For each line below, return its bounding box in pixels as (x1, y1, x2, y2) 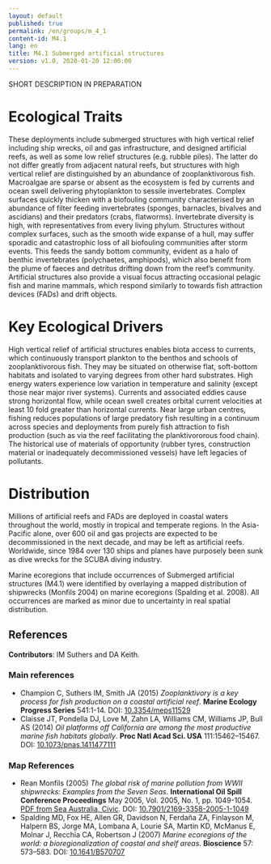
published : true (8, 19, 63, 28)
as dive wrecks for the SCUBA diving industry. (8, 554, 163, 564)
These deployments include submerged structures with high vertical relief (8, 134, 255, 144)
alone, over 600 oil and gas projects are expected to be (32, 528, 218, 538)
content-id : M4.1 (8, 34, 67, 43)
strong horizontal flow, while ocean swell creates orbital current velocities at (8, 396, 263, 406)
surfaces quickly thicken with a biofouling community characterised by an (8, 194, 255, 204)
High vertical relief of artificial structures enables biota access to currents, (8, 344, 256, 354)
